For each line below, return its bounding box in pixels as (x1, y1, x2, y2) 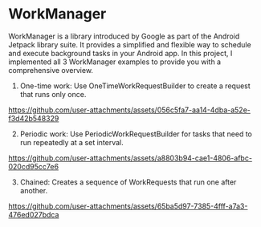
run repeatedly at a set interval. (19, 137, 124, 147)
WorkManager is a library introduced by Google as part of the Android (8, 31, 240, 41)
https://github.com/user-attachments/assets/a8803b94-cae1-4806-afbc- (8, 153, 253, 163)
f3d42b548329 (8, 113, 59, 123)
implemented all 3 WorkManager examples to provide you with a (8, 57, 222, 67)
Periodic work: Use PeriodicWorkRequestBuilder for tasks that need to (19, 129, 253, 139)
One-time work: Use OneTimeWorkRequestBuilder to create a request (19, 81, 251, 91)
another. (19, 185, 48, 195)
